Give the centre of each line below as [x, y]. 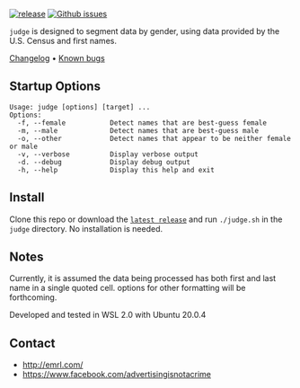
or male [24, 146]
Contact [32, 343]
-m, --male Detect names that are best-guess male [138, 130]
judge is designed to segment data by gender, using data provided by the [145, 31]
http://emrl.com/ [53, 365]
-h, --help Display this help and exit [116, 170]
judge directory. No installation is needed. [86, 228]
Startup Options [55, 87]
